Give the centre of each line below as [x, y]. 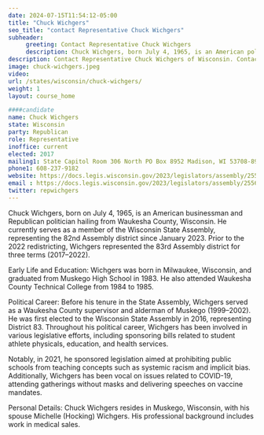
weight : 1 [24, 88]
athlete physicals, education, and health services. [88, 344]
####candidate [31, 110]
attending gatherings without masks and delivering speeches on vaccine [126, 384]
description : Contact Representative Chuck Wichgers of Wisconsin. [121, 60]
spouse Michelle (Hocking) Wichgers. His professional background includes [131, 416]
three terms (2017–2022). [49, 254]
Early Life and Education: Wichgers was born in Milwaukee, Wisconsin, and [130, 270]
